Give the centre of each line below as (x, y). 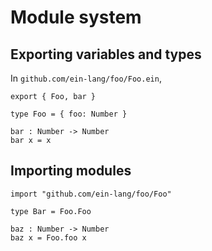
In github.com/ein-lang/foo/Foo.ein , (86, 78)
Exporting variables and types (106, 54)
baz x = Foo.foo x (48, 237)
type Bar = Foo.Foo (51, 211)
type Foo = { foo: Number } (69, 114)
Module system (76, 17)
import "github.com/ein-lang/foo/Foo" (91, 194)
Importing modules (71, 171)
